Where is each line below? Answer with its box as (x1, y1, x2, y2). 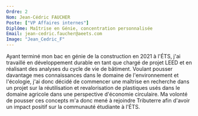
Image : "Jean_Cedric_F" (6, 36, 65, 42)
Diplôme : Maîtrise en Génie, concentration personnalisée (6, 25, 153, 32)
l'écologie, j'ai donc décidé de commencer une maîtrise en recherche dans (6, 78, 190, 85)
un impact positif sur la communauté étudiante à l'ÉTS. (6, 104, 140, 110)
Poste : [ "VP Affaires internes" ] (6, 20, 89, 26)
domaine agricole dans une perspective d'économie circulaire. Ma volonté (6, 90, 188, 98)
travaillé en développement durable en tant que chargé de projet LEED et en (6, 59, 192, 66)
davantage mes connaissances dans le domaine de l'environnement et (6, 72, 179, 79)
